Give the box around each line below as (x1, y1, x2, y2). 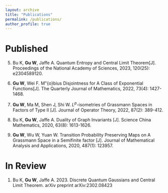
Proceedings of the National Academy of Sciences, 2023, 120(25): (12, 65, 150, 71)
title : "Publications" (5, 12, 53, 17)
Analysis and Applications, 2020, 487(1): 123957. (12, 142, 114, 149)
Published (5, 43, 48, 54)
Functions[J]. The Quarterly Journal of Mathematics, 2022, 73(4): (12, 86, 149, 92)
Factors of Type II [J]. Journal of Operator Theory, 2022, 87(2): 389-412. (12, 107, 163, 113)
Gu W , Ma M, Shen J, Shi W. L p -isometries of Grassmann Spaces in (12, 101, 152, 107)
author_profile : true (5, 21, 51, 27)
